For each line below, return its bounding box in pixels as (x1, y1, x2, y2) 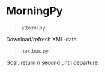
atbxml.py (20, 24, 46, 31)
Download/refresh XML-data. (6, 35, 79, 43)
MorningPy (6, 4, 63, 18)
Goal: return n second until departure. (6, 59, 100, 66)
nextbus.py (20, 47, 49, 55)
